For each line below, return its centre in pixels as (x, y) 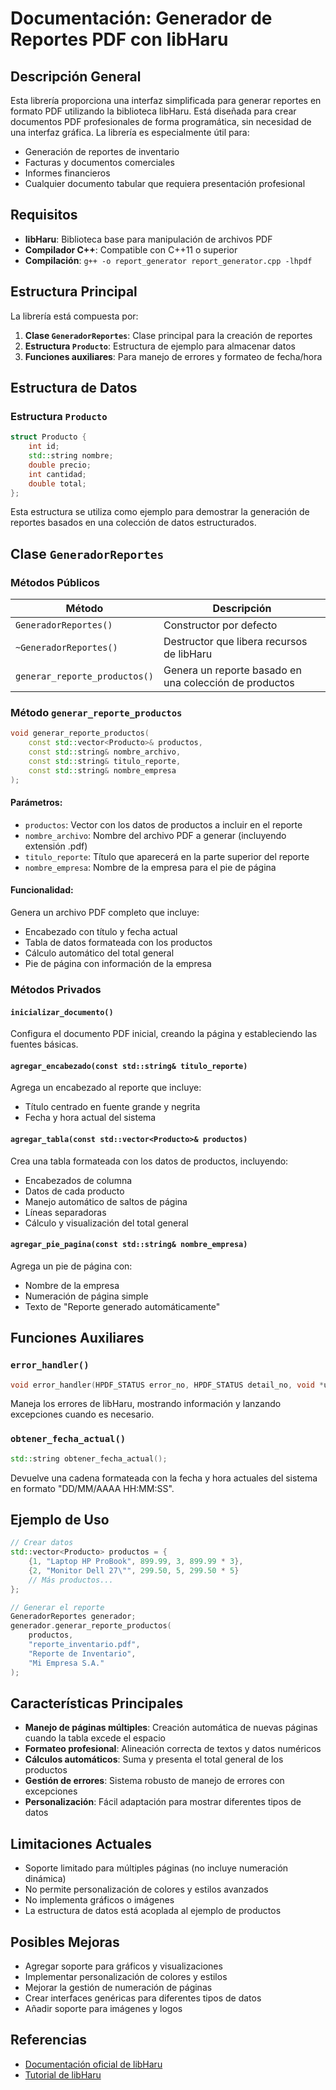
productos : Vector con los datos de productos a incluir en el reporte (163, 824)
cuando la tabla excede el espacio (95, 1738)
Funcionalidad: (42, 890)
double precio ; (60, 465)
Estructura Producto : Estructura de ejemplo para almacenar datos (160, 346)
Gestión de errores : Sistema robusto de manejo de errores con (154, 1781)
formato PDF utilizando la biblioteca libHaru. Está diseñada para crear (153, 111)
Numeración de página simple (86, 1296)
